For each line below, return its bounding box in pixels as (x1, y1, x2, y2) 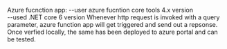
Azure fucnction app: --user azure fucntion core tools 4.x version (7, 6, 194, 14)
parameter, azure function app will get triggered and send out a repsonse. (7, 21, 218, 28)
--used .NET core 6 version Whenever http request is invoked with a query (7, 13, 220, 21)
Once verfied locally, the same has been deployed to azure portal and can (7, 28, 218, 36)
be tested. (7, 35, 36, 43)
